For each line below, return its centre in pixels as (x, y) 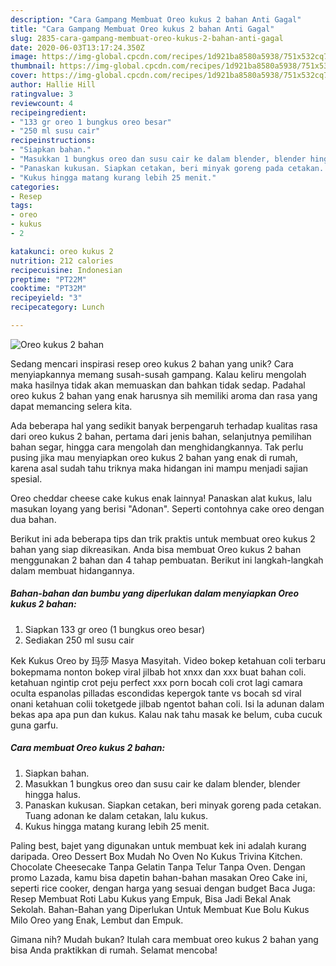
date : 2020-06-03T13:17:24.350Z (77, 47)
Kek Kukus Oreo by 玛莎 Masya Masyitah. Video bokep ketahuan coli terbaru (168, 660)
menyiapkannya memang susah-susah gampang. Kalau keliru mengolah (158, 374)
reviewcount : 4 (42, 103)
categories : (35, 187)
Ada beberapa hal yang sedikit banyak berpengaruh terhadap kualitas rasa (164, 425)
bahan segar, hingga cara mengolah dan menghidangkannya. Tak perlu (157, 447)
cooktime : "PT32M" (48, 289)
